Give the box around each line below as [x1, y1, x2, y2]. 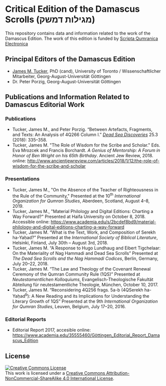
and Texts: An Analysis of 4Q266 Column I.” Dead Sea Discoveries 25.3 [12, 132, 158, 138]
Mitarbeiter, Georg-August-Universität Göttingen [12, 73, 111, 79]
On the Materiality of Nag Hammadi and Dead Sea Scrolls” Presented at [12, 250, 158, 256]
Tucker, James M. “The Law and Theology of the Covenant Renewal [12, 266, 151, 272]
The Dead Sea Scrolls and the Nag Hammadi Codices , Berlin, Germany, [12, 255, 159, 262]
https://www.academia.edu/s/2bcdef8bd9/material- [50, 219, 157, 225]
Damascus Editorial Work [5, 101, 85, 109]
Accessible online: [12, 219, 50, 225]
